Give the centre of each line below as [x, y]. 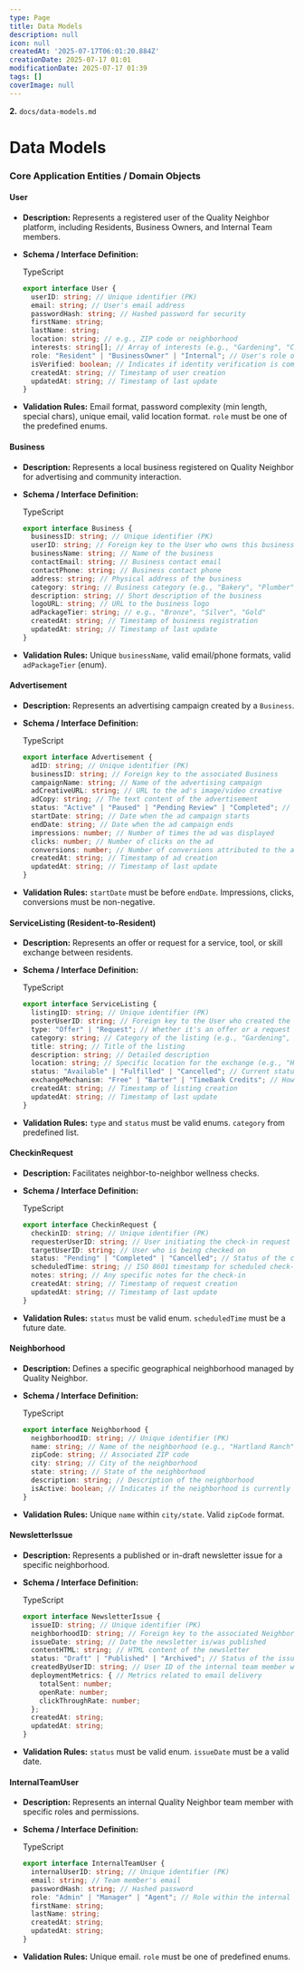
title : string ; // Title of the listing [108, 1046]
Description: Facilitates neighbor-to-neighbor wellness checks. [141, 1173]
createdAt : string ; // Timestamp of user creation [128, 372]
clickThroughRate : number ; [90, 1701]
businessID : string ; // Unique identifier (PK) [123, 537]
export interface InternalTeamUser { [94, 1864]
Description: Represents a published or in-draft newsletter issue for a [152, 1555]
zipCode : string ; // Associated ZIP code [110, 1455]
